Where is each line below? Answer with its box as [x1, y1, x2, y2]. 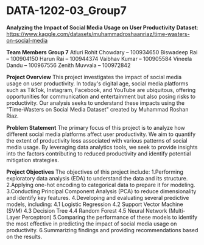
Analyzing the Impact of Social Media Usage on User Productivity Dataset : [6, 24, 199, 31]
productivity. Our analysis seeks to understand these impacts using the [6, 99, 185, 107]
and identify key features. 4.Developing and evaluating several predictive [6, 194, 189, 201]
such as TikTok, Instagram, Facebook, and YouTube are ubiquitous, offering [6, 86, 196, 93]
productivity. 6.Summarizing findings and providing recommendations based [6, 226, 199, 233]
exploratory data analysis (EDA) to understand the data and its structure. [6, 174, 188, 182]
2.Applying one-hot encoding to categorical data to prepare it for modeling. [6, 181, 195, 188]
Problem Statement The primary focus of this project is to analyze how [6, 124, 186, 131]
